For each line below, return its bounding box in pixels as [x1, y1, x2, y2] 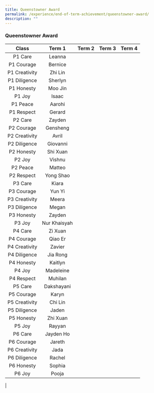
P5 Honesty [9, 314, 36, 321]
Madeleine [45, 267, 70, 274]
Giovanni [47, 140, 68, 147]
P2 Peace [11, 164, 34, 171]
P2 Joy [14, 156, 31, 163]
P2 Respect [9, 172, 36, 178]
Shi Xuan [47, 148, 68, 155]
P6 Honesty [9, 362, 36, 369]
